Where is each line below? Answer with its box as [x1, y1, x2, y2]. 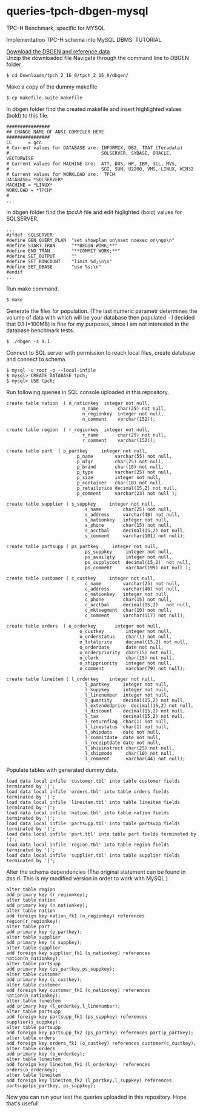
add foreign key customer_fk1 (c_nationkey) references [6, 987, 150, 993]
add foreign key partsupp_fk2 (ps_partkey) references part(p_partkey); [6, 1030, 194, 1036]
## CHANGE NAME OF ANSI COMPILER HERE [6, 129, 104, 135]
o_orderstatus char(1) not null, [79, 634, 172, 640]
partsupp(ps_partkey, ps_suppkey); [6, 1082, 96, 1089]
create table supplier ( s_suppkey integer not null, [6, 501, 156, 507]
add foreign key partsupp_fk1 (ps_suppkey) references [6, 1014, 148, 1020]
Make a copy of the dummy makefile [6, 83, 98, 90]
